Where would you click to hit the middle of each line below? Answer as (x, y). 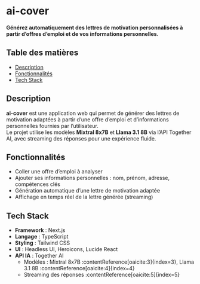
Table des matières (42, 53)
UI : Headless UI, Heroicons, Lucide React (66, 249)
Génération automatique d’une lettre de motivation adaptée (87, 191)
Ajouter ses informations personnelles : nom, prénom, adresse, (92, 178)
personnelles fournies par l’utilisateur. (52, 126)
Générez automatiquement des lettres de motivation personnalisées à (95, 28)
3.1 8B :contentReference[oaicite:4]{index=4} (79, 268)
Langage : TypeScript (41, 237)
